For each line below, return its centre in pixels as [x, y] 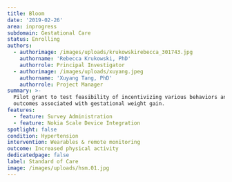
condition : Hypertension [43, 136]
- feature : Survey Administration [63, 116]
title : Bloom [26, 13]
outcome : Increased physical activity [63, 149]
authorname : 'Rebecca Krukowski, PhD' [75, 59]
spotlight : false [32, 129]
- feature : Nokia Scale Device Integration [77, 123]
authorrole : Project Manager [61, 84]
